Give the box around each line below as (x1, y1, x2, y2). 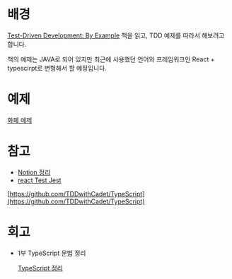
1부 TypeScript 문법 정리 (17, 249, 86, 257)
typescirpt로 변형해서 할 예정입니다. (7, 64, 108, 72)
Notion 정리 (17, 167, 51, 177)
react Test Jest (17, 176, 62, 184)
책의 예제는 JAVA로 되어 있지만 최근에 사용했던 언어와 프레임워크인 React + (7, 54, 215, 64)
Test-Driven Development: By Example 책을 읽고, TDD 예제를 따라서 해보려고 (7, 31, 225, 40)
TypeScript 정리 (17, 263, 64, 272)
